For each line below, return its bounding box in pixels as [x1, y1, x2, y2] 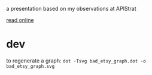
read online [6, 17, 34, 23]
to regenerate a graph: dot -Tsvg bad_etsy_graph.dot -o [6, 57, 147, 64]
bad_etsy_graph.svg [6, 63, 55, 69]
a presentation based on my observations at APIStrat [6, 5, 136, 12]
